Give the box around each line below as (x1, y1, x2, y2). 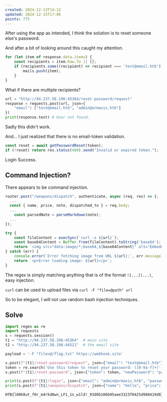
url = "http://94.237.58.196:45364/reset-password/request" (5, 96, 133, 101)
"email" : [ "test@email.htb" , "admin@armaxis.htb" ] (14, 105, 121, 111)
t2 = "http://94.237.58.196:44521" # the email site (5, 342, 119, 347)
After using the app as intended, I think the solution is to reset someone (5, 30, 152, 36)
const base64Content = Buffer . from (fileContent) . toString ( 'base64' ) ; (14, 240, 162, 245)
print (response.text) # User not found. (5, 115, 90, 120)
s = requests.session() (5, 333, 55, 338)
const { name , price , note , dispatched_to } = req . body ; (9, 203, 130, 208)
